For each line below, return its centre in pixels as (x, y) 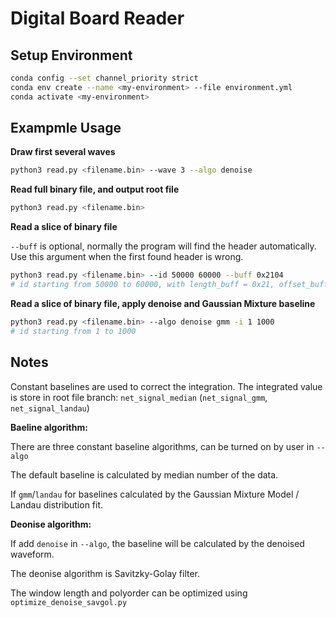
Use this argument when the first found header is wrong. (127, 257)
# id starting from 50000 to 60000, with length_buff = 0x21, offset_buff (169, 285)
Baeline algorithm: (49, 427)
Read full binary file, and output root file (95, 189)
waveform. (32, 554)
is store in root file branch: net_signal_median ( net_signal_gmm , (139, 397)
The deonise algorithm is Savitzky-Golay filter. (105, 573)
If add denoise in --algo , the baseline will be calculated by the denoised (157, 543)
